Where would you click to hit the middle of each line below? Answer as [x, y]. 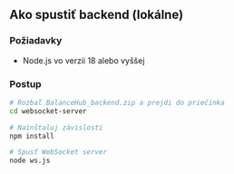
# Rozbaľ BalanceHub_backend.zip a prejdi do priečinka [117, 102]
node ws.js [30, 161]
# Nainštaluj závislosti [56, 127]
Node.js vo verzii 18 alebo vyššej [83, 60]
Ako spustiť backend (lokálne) [97, 15]
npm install [32, 136]
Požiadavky [36, 41]
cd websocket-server [49, 111]
